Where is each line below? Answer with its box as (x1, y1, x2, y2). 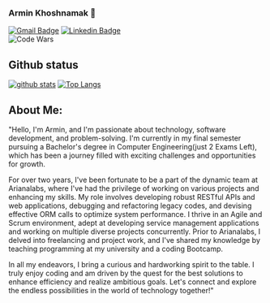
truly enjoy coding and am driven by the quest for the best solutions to (8, 268, 243, 278)
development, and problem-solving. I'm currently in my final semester (8, 133, 242, 143)
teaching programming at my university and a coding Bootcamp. (8, 244, 224, 253)
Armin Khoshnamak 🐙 (8, 7, 96, 19)
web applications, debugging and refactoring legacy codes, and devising (8, 201, 252, 210)
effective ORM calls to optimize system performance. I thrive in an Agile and (8, 209, 263, 219)
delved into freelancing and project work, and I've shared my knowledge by (8, 235, 261, 245)
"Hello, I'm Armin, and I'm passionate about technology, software (8, 124, 226, 134)
